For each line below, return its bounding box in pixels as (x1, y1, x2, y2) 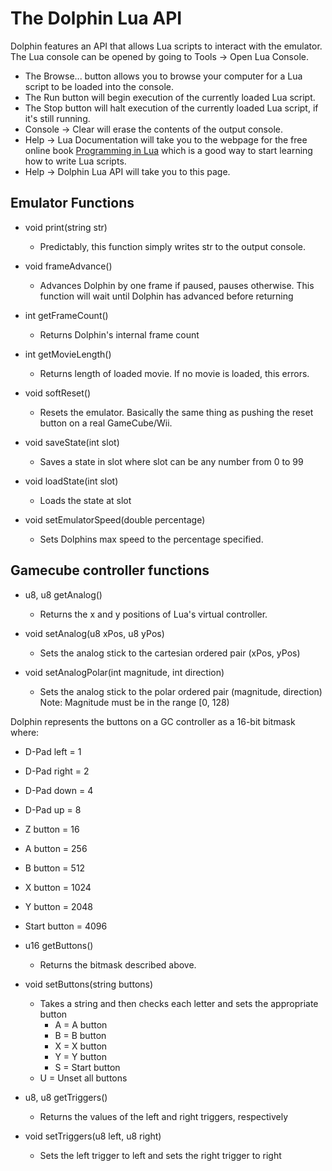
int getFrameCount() (24, 309, 109, 321)
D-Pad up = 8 (24, 803, 82, 816)
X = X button (54, 1040, 108, 1052)
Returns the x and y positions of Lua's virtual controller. (39, 608, 268, 620)
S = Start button (54, 1061, 121, 1073)
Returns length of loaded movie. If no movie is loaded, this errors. (39, 367, 310, 379)
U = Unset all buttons (39, 1072, 128, 1084)
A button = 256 (24, 842, 88, 854)
